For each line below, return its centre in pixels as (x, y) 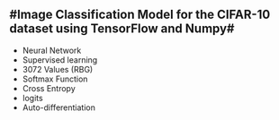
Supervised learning (60, 60)
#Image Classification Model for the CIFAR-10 (140, 15)
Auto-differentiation (59, 107)
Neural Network (52, 50)
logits (32, 98)
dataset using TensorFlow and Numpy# (122, 29)
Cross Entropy (49, 88)
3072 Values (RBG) (58, 69)
